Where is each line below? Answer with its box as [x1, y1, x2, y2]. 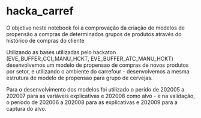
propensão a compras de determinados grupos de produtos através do [6, 30, 182, 37]
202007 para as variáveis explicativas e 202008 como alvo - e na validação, [6, 92, 195, 99]
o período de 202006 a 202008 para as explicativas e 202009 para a [6, 98, 178, 106]
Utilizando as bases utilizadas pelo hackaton [6, 48, 116, 55]
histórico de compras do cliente [6, 37, 85, 44]
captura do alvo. [6, 105, 47, 112]
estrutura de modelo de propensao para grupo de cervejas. [6, 74, 153, 81]
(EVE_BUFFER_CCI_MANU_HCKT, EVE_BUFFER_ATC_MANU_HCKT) [6, 55, 174, 62]
